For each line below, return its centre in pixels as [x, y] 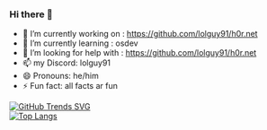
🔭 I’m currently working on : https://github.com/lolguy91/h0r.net [140, 34]
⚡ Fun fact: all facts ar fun [70, 86]
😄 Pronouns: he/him [60, 76]
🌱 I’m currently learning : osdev [80, 43]
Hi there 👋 [31, 14]
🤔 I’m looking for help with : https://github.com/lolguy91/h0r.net [139, 53]
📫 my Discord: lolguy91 [66, 63]
